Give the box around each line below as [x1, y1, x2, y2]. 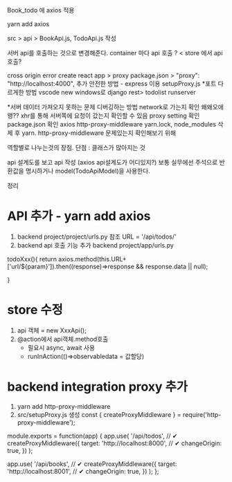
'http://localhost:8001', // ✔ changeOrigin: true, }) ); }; [7, 467, 159, 475]
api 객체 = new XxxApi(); [17, 326, 87, 334]
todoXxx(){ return [7, 254, 57, 263]
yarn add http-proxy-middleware [17, 402, 111, 410]
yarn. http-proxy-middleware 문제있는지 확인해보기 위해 [21, 129, 177, 137]
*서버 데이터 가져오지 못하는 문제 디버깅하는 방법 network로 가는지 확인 [7, 103, 200, 111]
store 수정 [7, 302, 64, 318]
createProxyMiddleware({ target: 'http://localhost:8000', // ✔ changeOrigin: [7, 438, 222, 447]
